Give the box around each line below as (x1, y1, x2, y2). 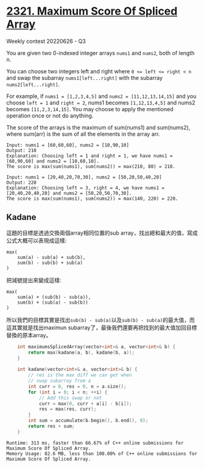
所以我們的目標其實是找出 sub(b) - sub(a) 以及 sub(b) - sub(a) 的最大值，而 (6, 316, 195, 323)
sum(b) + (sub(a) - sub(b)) (17, 299, 88, 305)
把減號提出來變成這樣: (6, 276, 62, 283)
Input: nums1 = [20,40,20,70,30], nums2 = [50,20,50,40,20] (6, 174, 163, 180)
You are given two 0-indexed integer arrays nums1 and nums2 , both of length (6, 49, 195, 56)
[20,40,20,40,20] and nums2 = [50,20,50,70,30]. (6, 190, 132, 196)
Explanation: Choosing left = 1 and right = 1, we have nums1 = (6, 153, 173, 159)
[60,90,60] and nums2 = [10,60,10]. (6, 158, 99, 164)
